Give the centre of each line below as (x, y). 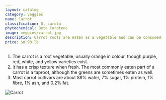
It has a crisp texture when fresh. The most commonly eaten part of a (83, 67)
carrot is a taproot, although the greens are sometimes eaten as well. (83, 72)
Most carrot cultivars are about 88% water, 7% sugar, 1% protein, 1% (83, 77)
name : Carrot (19, 19)
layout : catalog (22, 10)
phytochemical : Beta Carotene (37, 28)
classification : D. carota (33, 24)
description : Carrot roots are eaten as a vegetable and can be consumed (83, 38)
